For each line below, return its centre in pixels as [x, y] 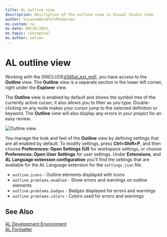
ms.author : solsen [24, 38]
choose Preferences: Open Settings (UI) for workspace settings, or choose [83, 148]
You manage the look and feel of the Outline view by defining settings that [82, 138]
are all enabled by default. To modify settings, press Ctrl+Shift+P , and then [83, 143]
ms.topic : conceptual [28, 33]
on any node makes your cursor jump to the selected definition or [90, 108]
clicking [13, 108]
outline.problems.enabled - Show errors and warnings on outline [80, 180]
